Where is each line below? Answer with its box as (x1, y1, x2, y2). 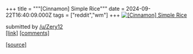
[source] (5, 41, 27, 48)
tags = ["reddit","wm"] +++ (53, 11, 120, 19)
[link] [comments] (5, 29, 50, 37)
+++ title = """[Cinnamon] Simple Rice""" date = (5, 5, 125, 12)
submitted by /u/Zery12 (5, 23, 64, 30)
